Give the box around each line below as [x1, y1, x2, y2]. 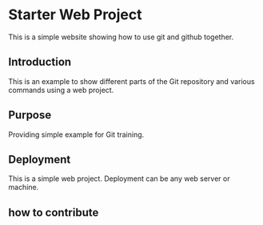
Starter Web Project [8, 6, 142, 24]
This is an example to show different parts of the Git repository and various [8, 76, 255, 86]
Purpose [8, 108, 52, 122]
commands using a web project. [8, 85, 114, 94]
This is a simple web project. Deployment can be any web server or [8, 174, 230, 183]
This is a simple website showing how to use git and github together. [8, 32, 234, 42]
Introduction [8, 55, 72, 69]
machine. [8, 183, 39, 192]
